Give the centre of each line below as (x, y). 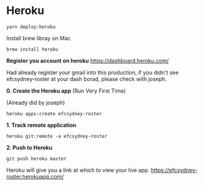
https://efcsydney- (174, 170)
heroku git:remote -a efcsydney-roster (57, 136)
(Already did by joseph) (36, 102)
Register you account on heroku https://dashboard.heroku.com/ (88, 60)
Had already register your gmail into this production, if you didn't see (93, 72)
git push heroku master (37, 159)
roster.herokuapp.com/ (35, 176)
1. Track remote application (41, 125)
